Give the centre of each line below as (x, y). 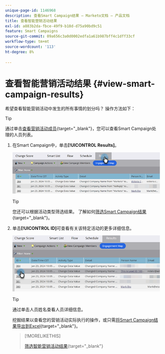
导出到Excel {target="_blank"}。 (48, 326)
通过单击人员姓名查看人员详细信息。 (49, 309)
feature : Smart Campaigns (31, 31)
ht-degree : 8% (20, 52)
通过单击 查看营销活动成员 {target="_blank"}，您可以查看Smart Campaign (79, 129)
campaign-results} (44, 94)
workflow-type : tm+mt (27, 42)
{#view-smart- (124, 83)
